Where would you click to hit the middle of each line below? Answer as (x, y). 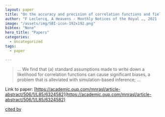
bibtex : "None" (21, 28)
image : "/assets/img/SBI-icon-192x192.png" (50, 23)
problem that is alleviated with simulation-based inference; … (79, 80)
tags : (11, 46)
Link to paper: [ (20, 89)
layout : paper (20, 10)
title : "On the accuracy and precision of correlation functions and (78, 14)
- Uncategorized (26, 42)
